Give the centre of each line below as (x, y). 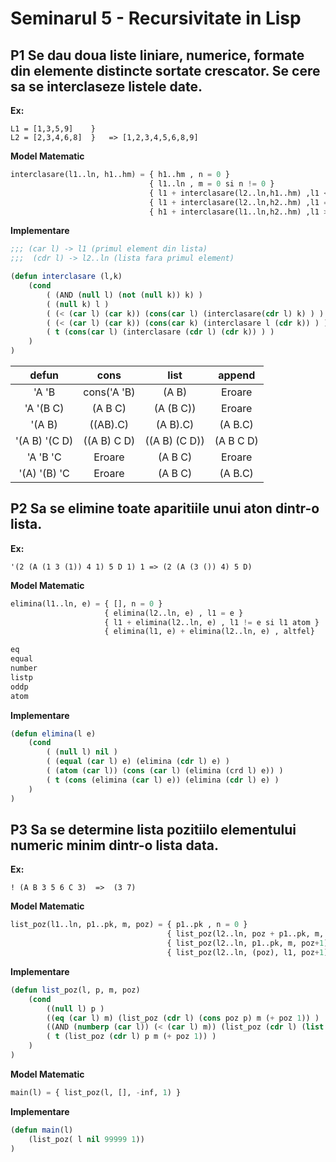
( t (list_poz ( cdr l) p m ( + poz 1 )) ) (131, 1037)
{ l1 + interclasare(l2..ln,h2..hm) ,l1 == (240, 202)
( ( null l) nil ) (82, 752)
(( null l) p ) (75, 1008)
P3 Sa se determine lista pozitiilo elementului (153, 829)
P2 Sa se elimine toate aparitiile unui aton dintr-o (165, 508)
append (237, 375)
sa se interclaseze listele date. (106, 86)
